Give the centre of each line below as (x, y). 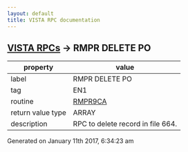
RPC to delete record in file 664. (125, 124)
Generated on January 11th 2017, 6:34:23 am (70, 141)
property (39, 68)
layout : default (30, 13)
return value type (39, 113)
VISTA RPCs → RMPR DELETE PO (79, 48)
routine (22, 102)
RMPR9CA (90, 102)
